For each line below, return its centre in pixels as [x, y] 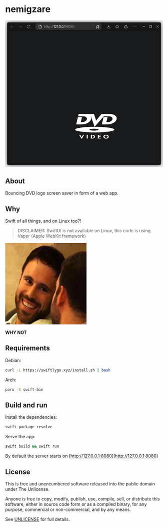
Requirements [27, 348]
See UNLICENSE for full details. [37, 519]
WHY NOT [16, 332]
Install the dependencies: [31, 417]
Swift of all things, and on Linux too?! [43, 221]
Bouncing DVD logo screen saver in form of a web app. [62, 193]
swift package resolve [29, 427]
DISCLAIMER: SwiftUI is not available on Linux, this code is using [84, 231]
